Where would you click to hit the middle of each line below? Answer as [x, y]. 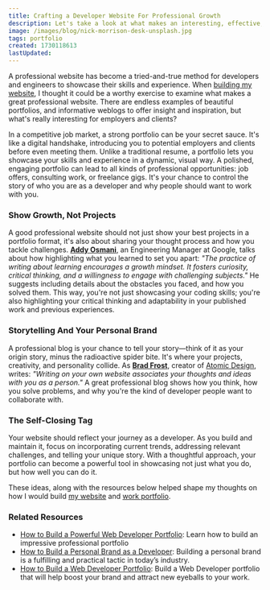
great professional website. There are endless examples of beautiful [121, 102]
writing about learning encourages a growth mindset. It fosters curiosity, [129, 267]
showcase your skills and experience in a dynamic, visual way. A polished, [131, 160]
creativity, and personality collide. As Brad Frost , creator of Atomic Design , [133, 365]
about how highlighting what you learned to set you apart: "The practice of [132, 258]
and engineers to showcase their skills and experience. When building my [130, 85]
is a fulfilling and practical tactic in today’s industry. [105, 560]
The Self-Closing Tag [51, 420]
